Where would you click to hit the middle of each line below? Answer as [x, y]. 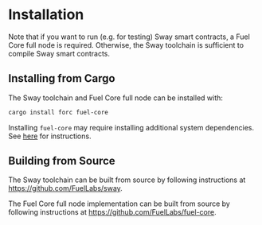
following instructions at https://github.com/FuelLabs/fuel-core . [112, 212]
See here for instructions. [50, 136]
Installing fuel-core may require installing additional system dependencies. [131, 127]
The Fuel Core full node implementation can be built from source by [119, 204]
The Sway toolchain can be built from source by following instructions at [127, 180]
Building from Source [62, 161]
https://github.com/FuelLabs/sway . [66, 188]
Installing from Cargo [62, 78]
